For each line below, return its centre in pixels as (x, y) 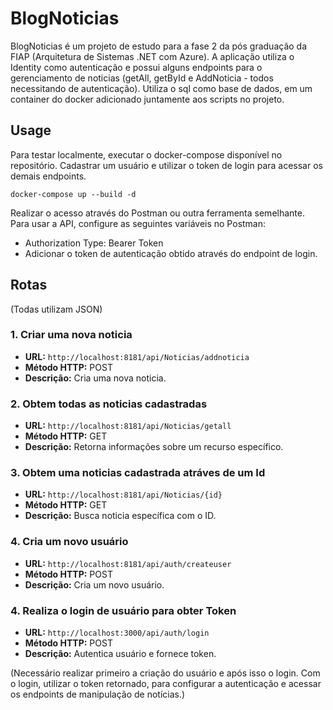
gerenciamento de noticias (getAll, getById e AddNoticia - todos (142, 78)
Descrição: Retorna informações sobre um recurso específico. (154, 447)
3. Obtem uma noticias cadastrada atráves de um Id (138, 473)
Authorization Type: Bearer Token (94, 243)
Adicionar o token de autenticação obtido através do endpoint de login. (171, 253)
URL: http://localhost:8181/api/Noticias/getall (128, 426)
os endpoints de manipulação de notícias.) (98, 694)
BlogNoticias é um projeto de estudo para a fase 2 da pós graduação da (159, 46)
